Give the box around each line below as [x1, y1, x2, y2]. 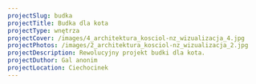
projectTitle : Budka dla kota [7, 19, 109, 27]
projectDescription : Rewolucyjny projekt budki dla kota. [7, 49, 205, 57]
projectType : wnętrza [7, 26, 80, 34]
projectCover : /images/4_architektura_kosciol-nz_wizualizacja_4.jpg [7, 34, 246, 42]
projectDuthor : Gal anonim [7, 57, 98, 65]
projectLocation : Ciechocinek [7, 64, 109, 72]
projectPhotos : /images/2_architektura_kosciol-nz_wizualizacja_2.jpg [7, 42, 249, 50]
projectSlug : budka [7, 11, 73, 20]
